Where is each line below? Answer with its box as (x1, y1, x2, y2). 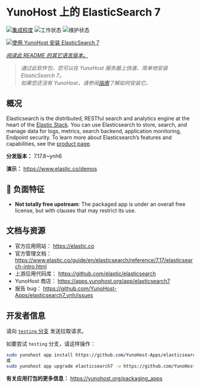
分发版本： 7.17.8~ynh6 (6, 152, 62, 159)
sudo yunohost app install (6, 352, 73, 358)
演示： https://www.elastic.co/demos (6, 165, 97, 172)
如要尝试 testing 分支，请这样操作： (6, 340, 96, 347)
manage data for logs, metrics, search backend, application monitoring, (6, 127, 182, 134)
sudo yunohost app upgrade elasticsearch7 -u (6, 363, 121, 369)
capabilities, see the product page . (6, 140, 92, 147)
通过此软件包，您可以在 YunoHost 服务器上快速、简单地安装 (20, 64, 168, 72)
